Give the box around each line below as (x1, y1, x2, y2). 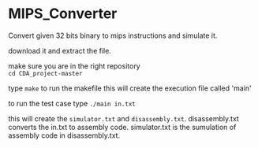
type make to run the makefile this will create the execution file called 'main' (8, 83, 252, 93)
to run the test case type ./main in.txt (8, 98, 136, 108)
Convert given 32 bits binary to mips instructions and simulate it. (8, 31, 218, 40)
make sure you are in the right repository (8, 61, 140, 71)
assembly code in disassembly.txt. (8, 131, 121, 140)
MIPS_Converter (8, 5, 118, 23)
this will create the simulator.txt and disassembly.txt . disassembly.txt (8, 113, 239, 123)
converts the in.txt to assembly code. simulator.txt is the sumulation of (8, 122, 237, 131)
